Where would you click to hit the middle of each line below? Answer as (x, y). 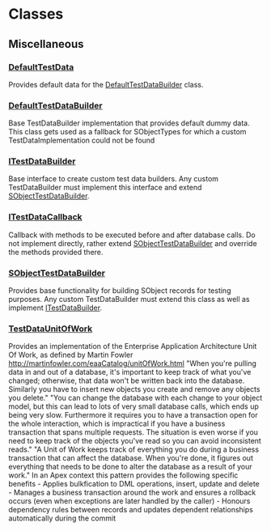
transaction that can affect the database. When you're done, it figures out (131, 458)
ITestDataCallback (45, 217)
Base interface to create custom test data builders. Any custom (114, 179)
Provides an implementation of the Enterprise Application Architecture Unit (133, 346)
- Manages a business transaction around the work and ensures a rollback (132, 493)
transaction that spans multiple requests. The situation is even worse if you (133, 432)
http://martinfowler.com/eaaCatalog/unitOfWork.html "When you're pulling (133, 363)
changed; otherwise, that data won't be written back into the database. (127, 380)
